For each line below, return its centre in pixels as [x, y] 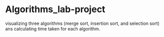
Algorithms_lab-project [55, 9]
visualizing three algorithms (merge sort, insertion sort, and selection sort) [83, 23]
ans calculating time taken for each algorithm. [53, 28]
